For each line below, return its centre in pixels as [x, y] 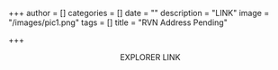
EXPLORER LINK [150, 57]
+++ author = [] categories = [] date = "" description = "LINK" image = [139, 13]
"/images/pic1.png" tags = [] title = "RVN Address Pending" [118, 22]
